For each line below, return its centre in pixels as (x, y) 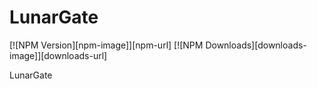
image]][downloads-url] (58, 55)
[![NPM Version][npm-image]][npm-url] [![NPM (106, 45)
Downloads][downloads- (256, 45)
